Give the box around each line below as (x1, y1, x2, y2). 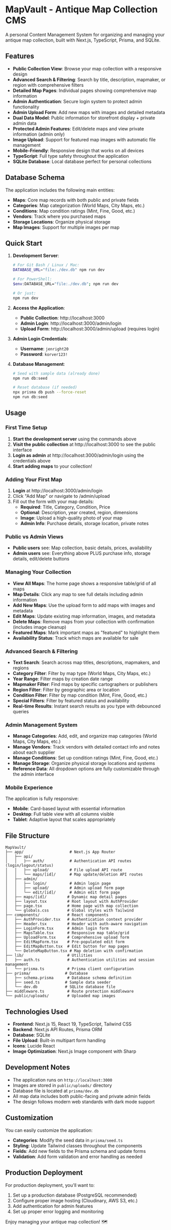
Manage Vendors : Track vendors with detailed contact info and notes (12, 744, 160, 750)
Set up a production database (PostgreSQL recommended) (12, 1192, 137, 1198)
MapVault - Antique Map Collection (5, 4, 158, 15)
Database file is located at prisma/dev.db (12, 1088, 99, 1094)
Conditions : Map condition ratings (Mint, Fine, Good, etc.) (12, 208, 136, 214)
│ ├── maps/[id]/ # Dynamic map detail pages (5, 894, 127, 900)
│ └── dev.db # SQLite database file (5, 984, 116, 990)
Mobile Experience (5, 784, 53, 791)
